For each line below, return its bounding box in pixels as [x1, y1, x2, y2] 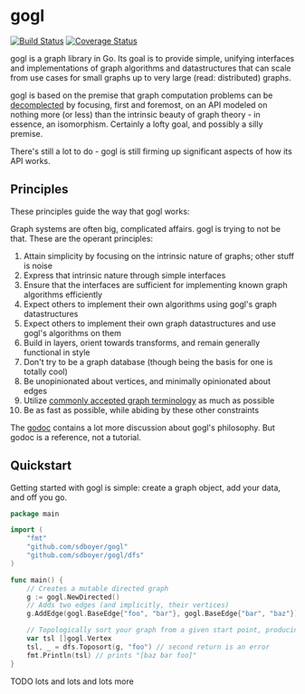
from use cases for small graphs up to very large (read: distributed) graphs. [10, 72, 292, 82]
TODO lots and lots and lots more [10, 676, 134, 687]
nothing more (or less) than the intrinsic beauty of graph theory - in [10, 109, 261, 120]
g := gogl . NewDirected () [26, 593, 120, 602]
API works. [10, 155, 51, 166]
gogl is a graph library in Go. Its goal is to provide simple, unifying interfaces [10, 53, 295, 63]
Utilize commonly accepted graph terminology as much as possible [23, 395, 275, 406]
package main [10, 509, 60, 518]
